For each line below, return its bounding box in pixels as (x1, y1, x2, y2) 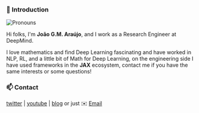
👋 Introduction (6, 5, 49, 14)
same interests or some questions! (6, 68, 92, 75)
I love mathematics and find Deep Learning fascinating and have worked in (6, 49, 191, 56)
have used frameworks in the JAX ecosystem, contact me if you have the (6, 61, 188, 69)
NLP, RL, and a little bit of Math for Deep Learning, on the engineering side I (6, 55, 194, 63)
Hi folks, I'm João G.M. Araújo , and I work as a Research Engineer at (6, 31, 177, 38)
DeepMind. (6, 37, 34, 44)
